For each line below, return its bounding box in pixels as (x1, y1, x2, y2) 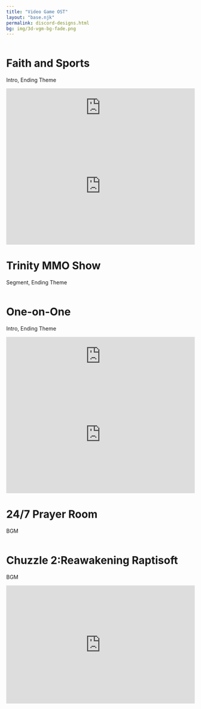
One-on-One (6, 305, 71, 319)
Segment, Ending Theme (6, 279, 68, 286)
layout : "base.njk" (6, 14, 55, 20)
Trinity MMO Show (6, 259, 101, 273)
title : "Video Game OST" (6, 8, 68, 15)
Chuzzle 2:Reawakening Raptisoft (6, 554, 178, 567)
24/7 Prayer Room (6, 507, 98, 521)
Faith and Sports (6, 56, 90, 70)
